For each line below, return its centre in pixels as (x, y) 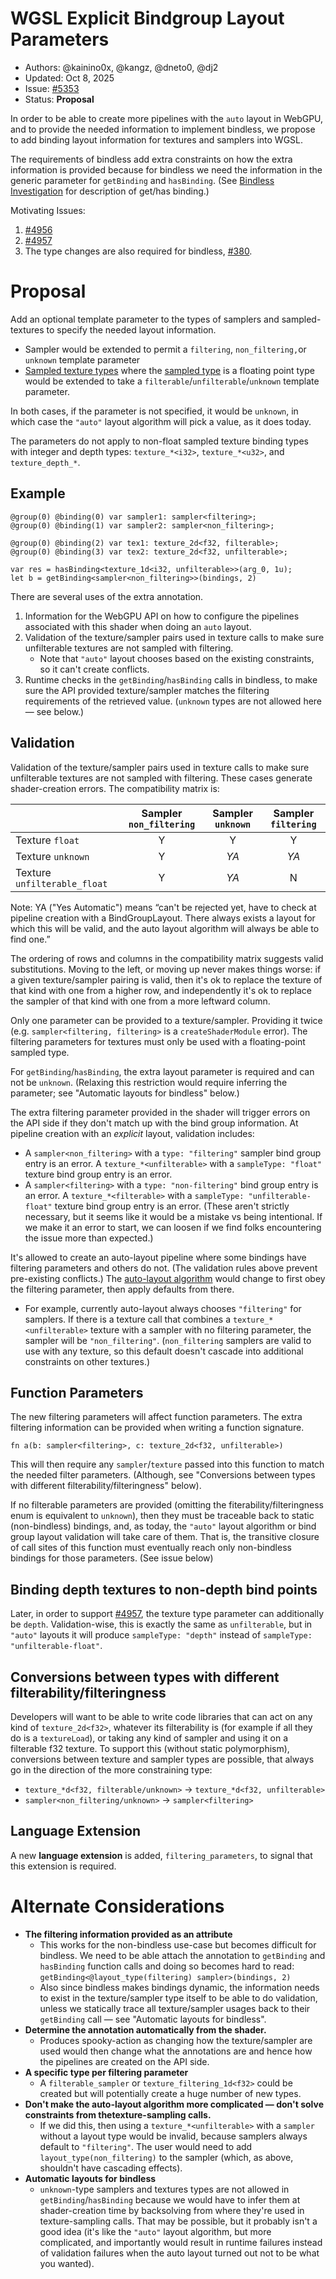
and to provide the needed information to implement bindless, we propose (163, 129)
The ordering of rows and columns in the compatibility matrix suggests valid (167, 958)
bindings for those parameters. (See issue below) (112, 1558)
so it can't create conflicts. (94, 669)
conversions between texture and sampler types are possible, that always (162, 1759)
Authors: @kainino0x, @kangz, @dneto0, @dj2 (121, 67)
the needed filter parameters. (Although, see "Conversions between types (163, 1475)
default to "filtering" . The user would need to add (146, 2146)
